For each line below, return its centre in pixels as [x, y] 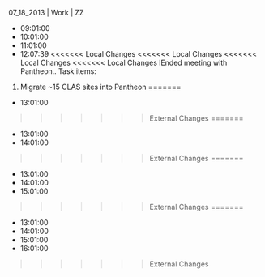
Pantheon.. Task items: [58, 71]
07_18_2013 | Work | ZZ [46, 13]
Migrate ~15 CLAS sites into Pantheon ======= [100, 87]
